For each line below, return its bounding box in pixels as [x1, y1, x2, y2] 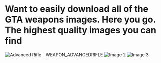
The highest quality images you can [5, 25, 156, 36]
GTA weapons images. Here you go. [5, 14, 156, 25]
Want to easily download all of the [5, 3, 149, 15]
